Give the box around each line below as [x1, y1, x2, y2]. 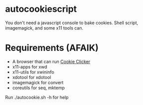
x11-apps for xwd [12, 64, 48, 70]
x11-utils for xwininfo [12, 69, 54, 75]
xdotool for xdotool [12, 74, 51, 80]
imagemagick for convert [12, 79, 64, 85]
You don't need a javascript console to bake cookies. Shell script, [5, 20, 139, 26]
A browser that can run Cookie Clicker [12, 58, 91, 65]
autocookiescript [5, 3, 77, 15]
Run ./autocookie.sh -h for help [5, 94, 69, 100]
